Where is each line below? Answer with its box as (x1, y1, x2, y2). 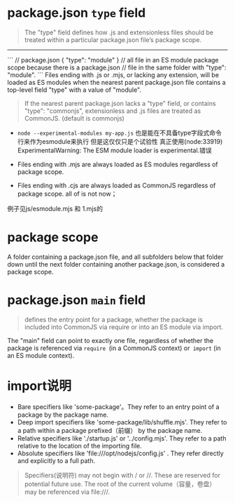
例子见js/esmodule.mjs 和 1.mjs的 (7, 204, 104, 213)
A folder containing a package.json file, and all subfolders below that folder (7, 253, 224, 261)
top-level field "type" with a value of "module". (7, 86, 142, 94)
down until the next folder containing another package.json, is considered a (7, 260, 225, 268)
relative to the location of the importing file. (17, 441, 142, 450)
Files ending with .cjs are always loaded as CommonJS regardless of (17, 181, 216, 189)
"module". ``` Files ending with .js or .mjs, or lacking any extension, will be (7, 70, 219, 79)
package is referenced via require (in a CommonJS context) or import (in (7, 344, 222, 352)
